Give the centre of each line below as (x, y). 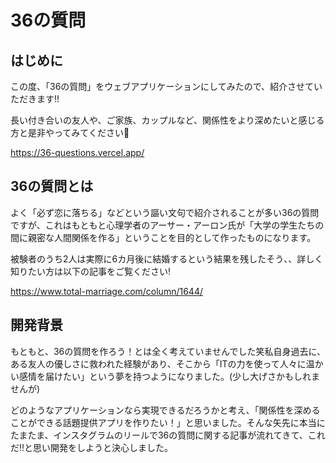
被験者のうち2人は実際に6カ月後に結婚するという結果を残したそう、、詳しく (167, 258)
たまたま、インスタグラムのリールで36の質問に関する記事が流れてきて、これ (168, 435)
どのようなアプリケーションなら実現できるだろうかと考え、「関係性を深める (165, 410)
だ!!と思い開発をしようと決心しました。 (92, 447)
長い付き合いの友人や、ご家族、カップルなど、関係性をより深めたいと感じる (167, 120)
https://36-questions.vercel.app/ (77, 152)
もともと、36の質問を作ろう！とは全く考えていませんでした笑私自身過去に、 (168, 351)
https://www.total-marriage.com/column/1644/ (106, 291)
